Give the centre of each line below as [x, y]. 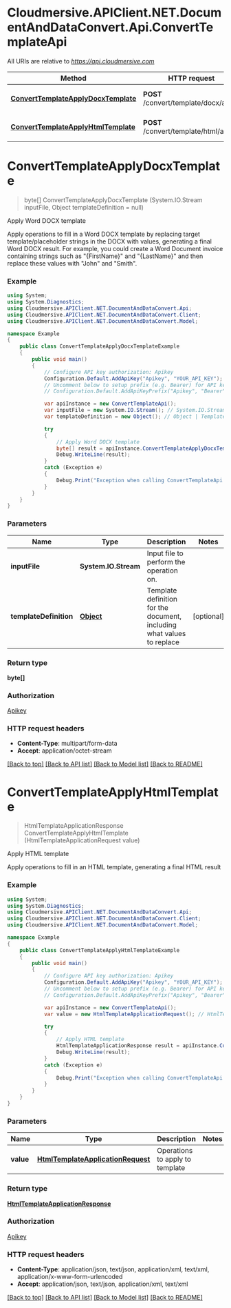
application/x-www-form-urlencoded [70, 1277]
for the [157, 607]
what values [166, 633]
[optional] [208, 616]
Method [74, 78]
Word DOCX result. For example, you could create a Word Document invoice [115, 248]
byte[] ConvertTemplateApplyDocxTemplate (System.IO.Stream [113, 200]
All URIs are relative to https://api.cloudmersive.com [81, 61]
